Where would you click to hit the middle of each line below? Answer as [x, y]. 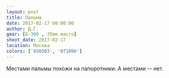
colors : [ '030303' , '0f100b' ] [44, 51]
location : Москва [28, 46]
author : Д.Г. [23, 29]
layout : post [23, 12]
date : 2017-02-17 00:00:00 [40, 23]
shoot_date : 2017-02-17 [36, 40]
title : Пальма [24, 18]
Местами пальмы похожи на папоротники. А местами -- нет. [85, 68]
